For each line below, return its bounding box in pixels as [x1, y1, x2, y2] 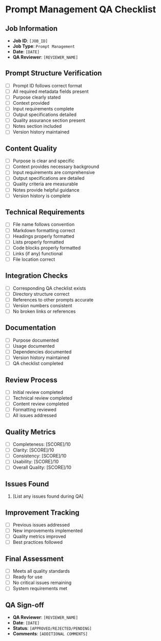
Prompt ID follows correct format [12, 82, 83, 88]
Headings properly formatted [12, 233, 74, 239]
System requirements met [12, 586, 68, 592]
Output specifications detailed [12, 111, 77, 118]
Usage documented [12, 343, 55, 349]
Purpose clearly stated [12, 94, 61, 100]
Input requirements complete [12, 106, 74, 112]
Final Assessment [5, 554, 64, 563]
